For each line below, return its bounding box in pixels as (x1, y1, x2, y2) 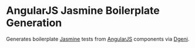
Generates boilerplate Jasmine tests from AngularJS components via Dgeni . (6, 35, 190, 42)
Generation (6, 16, 62, 29)
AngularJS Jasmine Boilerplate (6, 4, 160, 17)
